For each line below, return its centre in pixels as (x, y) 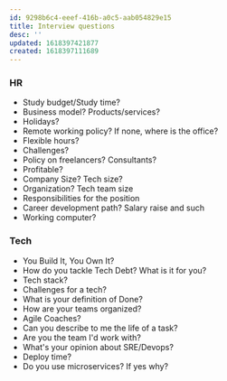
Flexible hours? (51, 141)
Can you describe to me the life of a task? (100, 328)
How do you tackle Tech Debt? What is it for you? (114, 270)
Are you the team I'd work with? (82, 337)
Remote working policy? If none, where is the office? (120, 131)
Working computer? (59, 218)
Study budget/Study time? (71, 102)
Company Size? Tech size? (73, 179)
